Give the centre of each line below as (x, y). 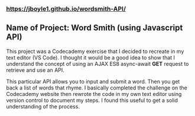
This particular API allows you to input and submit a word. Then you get (93, 81)
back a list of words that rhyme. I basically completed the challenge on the (97, 88)
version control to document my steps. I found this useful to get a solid (92, 100)
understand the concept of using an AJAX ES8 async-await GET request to (97, 64)
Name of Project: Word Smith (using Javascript (95, 28)
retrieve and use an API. (35, 70)
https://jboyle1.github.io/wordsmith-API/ (66, 9)
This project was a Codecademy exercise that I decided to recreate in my (95, 51)
